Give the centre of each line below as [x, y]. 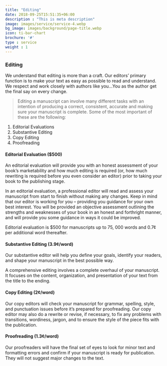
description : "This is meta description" [50, 19]
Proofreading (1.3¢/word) [32, 336]
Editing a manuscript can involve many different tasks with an [80, 101]
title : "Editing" [23, 10]
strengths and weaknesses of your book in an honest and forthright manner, [83, 212]
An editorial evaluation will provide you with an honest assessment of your [82, 165]
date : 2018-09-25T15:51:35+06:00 [40, 15]
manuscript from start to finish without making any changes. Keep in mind [81, 196]
